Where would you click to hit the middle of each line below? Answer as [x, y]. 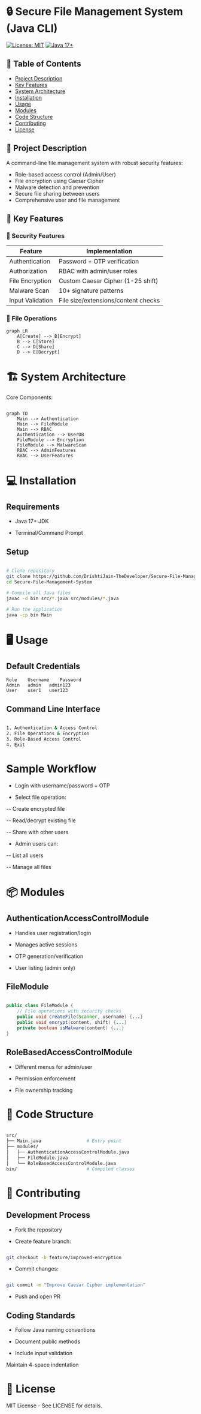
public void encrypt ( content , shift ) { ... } [72, 1023]
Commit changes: [36, 1269]
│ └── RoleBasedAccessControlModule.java [61, 1163]
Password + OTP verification [99, 262]
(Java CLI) [32, 29]
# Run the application [34, 609]
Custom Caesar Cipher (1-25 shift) [109, 281]
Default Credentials [43, 666]
